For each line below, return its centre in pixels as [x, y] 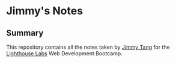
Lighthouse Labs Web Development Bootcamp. [65, 53]
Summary [25, 33]
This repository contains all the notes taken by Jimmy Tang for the [88, 47]
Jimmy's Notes [44, 11]
